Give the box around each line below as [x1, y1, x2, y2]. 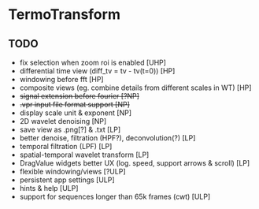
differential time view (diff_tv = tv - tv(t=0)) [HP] [19, 66, 176, 76]
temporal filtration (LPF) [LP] [19, 142, 113, 151]
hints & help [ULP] [19, 184, 79, 192]
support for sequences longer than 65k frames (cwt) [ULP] [19, 192, 211, 201]
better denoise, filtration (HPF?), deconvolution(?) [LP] [19, 133, 196, 143]
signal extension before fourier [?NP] [19, 91, 140, 100]
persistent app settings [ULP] [19, 175, 116, 185]
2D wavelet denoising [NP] [19, 117, 107, 125]
